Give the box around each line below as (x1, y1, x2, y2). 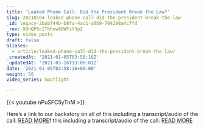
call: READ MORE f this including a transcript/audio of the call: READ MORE (6, 117, 193, 125)
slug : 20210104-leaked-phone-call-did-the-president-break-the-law (6, 15, 181, 21)
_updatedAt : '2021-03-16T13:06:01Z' (6, 60, 99, 66)
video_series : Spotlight (6, 77, 69, 83)
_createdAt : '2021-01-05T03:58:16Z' (6, 54, 99, 60)
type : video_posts (6, 32, 53, 38)
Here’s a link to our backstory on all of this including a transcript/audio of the (6, 111, 199, 118)
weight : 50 (6, 71, 34, 77)
